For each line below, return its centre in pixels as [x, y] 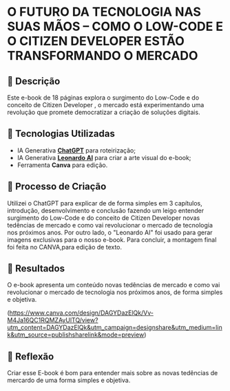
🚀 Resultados [36, 269]
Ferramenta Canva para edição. [62, 165]
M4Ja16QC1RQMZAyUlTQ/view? [53, 320]
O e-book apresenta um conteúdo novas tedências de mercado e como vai [114, 285]
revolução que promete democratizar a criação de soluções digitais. [104, 112]
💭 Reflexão [31, 356]
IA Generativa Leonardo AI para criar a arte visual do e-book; [104, 157]
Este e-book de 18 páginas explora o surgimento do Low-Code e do [103, 98]
